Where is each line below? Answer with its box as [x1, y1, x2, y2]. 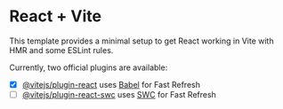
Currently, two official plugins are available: [9, 62, 168, 73]
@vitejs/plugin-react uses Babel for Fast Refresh [21, 79, 200, 90]
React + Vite [9, 6, 102, 27]
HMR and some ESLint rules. [9, 44, 114, 55]
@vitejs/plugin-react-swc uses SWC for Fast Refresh [21, 90, 216, 99]
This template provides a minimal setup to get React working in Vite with [9, 35, 274, 46]
